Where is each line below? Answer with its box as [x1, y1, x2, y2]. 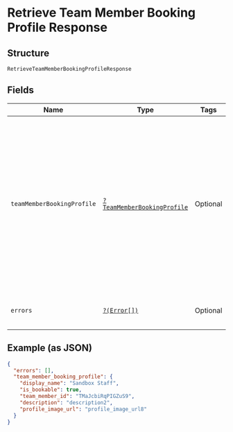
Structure [7, 47, 50, 59]
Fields [7, 85, 35, 96]
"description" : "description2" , [19, 399, 113, 406]
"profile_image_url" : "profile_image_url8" [19, 406, 148, 413]
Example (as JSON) [7, 342, 92, 354]
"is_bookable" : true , [19, 386, 82, 393]
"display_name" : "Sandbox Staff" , [19, 380, 119, 387]
